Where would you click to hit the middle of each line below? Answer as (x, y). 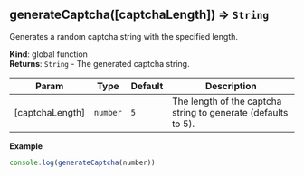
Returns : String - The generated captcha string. (100, 63)
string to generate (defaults (230, 112)
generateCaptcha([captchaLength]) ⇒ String (139, 15)
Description (231, 86)
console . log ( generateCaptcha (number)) (82, 162)
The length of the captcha (227, 101)
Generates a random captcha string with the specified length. (123, 36)
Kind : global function (49, 54)
